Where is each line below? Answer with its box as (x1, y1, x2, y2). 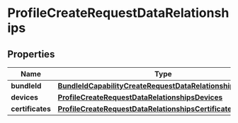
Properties (7, 48, 55, 60)
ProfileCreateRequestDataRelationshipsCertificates (57, 104, 236, 114)
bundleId (11, 81, 42, 90)
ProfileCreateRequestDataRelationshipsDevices (57, 93, 223, 102)
